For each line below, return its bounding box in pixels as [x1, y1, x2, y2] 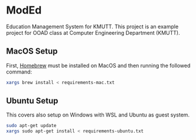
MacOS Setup [6, 46, 58, 56]
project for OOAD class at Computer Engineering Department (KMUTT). [6, 29, 180, 36]
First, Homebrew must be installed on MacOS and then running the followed [6, 62, 191, 69]
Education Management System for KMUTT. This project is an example [6, 23, 179, 30]
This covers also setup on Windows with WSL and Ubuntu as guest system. [6, 111, 190, 118]
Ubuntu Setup [6, 96, 58, 106]
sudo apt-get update [6, 123, 57, 129]
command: [6, 68, 32, 75]
